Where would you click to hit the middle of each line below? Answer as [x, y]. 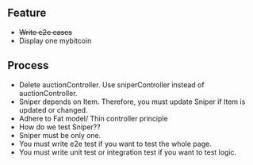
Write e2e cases [46, 32]
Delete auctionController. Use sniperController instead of [111, 84]
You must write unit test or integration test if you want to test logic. [128, 152]
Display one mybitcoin [55, 40]
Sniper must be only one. [60, 135]
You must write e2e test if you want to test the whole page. [115, 144]
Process [28, 65]
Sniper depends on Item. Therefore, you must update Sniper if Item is [132, 102]
